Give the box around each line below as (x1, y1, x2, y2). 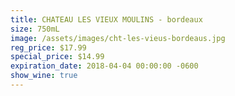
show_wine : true (10, 71, 78, 81)
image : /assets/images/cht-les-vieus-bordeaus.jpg (10, 33, 226, 43)
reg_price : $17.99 (10, 42, 87, 53)
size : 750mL (10, 24, 60, 34)
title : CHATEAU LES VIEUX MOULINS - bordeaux (10, 14, 203, 25)
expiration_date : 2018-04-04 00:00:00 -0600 (10, 61, 199, 71)
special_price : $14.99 (10, 52, 105, 62)
